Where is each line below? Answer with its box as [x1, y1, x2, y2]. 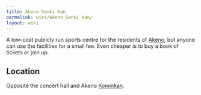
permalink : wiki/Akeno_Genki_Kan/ [6, 14, 93, 20]
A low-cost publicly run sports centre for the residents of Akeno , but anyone [6, 36, 196, 44]
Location [6, 66, 40, 76]
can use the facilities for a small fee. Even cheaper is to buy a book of [6, 42, 179, 50]
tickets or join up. [6, 49, 49, 56]
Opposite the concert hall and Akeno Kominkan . [6, 82, 125, 90]
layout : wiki [6, 20, 39, 26]
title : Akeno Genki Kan [6, 8, 66, 15]
